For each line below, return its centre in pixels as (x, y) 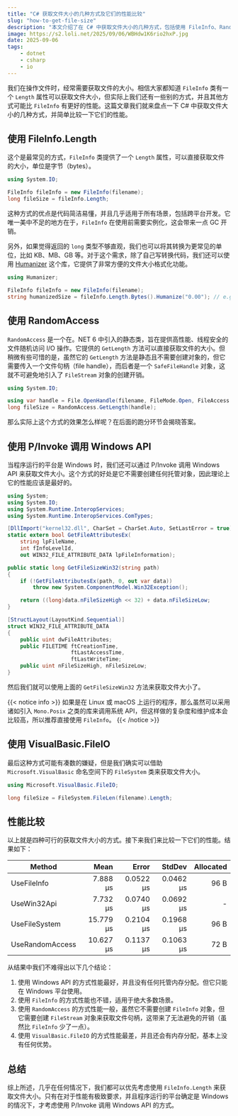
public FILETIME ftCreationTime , (69, 646)
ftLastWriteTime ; (96, 659)
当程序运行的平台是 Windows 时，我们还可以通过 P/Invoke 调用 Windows (114, 465)
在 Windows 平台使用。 (52, 991)
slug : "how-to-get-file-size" (52, 21)
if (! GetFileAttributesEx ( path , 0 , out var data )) (96, 581)
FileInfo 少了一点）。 (62, 1027)
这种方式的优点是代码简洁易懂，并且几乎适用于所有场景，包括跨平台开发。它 (119, 214)
